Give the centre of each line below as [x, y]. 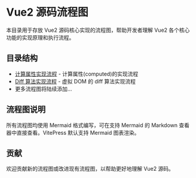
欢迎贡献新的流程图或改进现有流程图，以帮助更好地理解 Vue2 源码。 [90, 169]
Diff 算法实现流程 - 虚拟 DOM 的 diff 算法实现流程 [75, 81]
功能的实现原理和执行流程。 [40, 37]
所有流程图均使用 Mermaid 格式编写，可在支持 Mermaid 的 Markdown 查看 [98, 125]
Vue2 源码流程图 [47, 12]
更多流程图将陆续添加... [43, 89]
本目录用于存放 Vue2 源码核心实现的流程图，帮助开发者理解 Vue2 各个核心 [98, 30]
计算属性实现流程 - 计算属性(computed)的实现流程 [76, 74]
